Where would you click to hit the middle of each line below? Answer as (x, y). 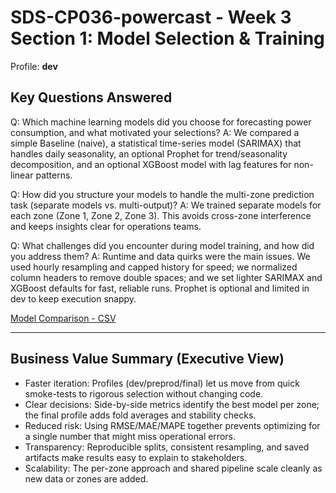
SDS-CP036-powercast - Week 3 (151, 17)
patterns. (54, 175)
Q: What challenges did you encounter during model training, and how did (162, 245)
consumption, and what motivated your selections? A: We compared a (155, 132)
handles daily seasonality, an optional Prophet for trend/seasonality (149, 153)
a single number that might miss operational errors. (130, 436)
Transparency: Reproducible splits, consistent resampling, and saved (167, 447)
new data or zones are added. (86, 478)
